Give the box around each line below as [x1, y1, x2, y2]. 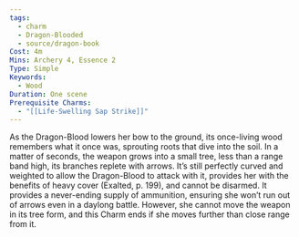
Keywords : [9, 73, 47, 82]
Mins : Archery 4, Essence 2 [9, 56, 117, 65]
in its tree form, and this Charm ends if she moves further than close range [9, 209, 290, 220]
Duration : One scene [9, 89, 88, 98]
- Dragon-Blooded [17, 30, 84, 39]
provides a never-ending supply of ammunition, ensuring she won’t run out [9, 190, 291, 201]
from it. [9, 219, 36, 230]
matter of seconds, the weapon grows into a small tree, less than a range [9, 151, 284, 162]
